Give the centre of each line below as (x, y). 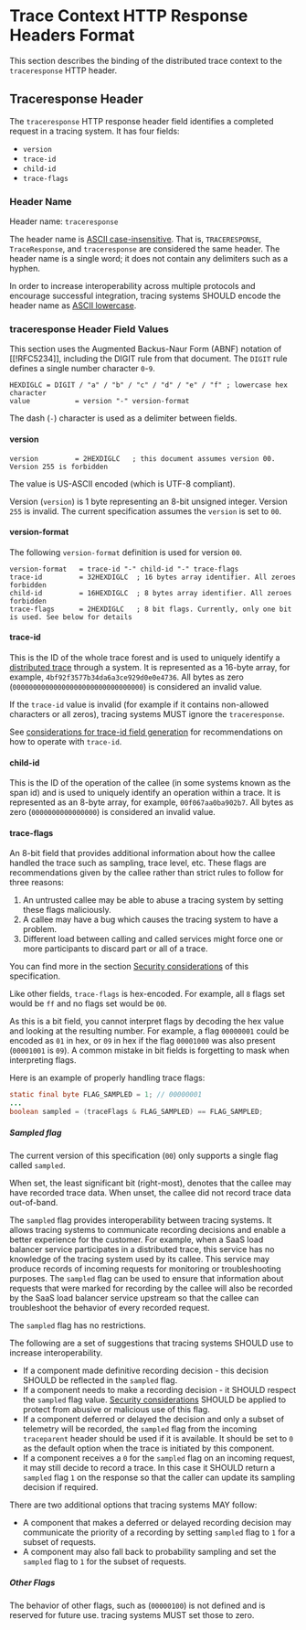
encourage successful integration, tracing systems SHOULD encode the (145, 296)
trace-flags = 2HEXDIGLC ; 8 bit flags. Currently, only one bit (151, 609)
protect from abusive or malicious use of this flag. (116, 1409)
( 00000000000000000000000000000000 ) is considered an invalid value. (136, 686)
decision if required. (60, 1486)
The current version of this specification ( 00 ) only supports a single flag (144, 1155)
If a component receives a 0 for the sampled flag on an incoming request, (158, 1458)
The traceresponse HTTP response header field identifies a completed (142, 121)
